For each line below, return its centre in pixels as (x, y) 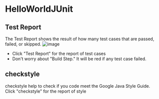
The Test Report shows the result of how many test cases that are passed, (80, 39)
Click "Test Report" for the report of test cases (59, 53)
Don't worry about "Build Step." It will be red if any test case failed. (79, 59)
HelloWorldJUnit (39, 9)
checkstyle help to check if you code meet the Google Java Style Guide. (78, 86)
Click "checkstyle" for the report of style (46, 91)
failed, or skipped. (23, 44)
